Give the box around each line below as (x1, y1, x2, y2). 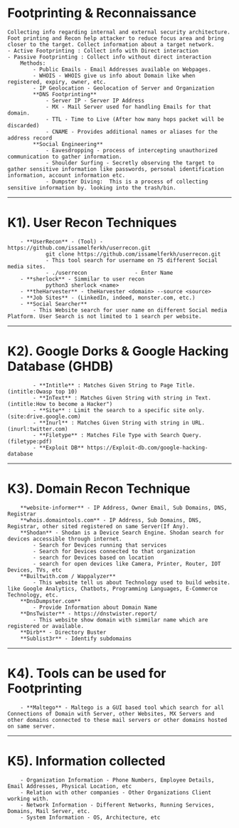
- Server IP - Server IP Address (45, 97, 144, 104)
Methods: (20, 59, 46, 67)
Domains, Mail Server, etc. (7, 807, 91, 814)
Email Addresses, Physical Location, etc (7, 782, 132, 790)
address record (7, 134, 53, 142)
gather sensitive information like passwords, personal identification (7, 165, 224, 172)
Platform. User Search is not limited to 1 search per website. (7, 313, 202, 320)
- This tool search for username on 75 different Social (45, 256, 218, 264)
